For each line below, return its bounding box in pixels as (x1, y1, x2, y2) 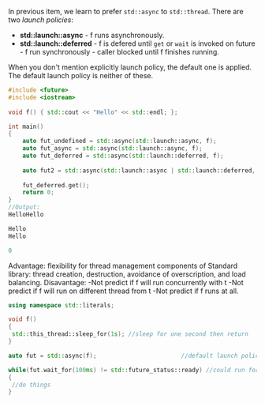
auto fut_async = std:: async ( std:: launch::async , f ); (22, 145, 203, 153)
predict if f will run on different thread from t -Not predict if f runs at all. (8, 286, 239, 296)
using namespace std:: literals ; (8, 301, 114, 309)
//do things (11, 381, 51, 389)
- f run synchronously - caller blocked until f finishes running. (19, 47, 219, 56)
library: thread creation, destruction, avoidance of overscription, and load (8, 269, 246, 279)
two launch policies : (8, 15, 73, 24)
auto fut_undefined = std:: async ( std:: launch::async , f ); (22, 137, 217, 145)
